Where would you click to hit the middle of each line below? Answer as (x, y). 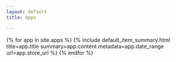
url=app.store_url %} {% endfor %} (50, 52)
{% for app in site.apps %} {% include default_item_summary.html (88, 40)
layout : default (27, 12)
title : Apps (21, 17)
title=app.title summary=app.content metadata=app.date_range (85, 46)
